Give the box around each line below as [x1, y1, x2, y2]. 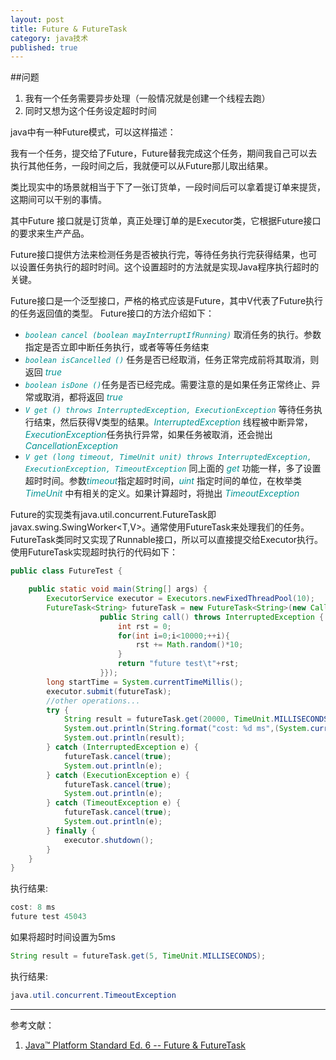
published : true [10, 42, 78, 53]
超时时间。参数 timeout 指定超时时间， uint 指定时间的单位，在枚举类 [24, 475, 302, 487]
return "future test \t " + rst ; [117, 659, 240, 669]
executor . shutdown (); [63, 835, 155, 845]
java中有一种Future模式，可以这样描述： [10, 126, 177, 138]
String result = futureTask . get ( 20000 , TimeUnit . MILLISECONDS [63, 714, 329, 725]
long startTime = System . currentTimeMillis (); [46, 677, 244, 687]
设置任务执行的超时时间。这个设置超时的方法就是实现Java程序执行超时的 [18, 261, 320, 273]
